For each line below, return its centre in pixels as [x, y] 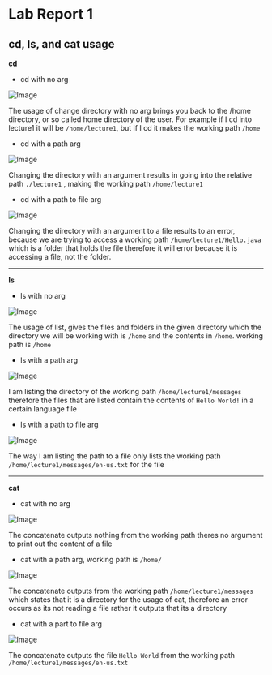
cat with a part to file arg [61, 624]
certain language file [42, 409]
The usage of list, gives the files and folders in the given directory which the [135, 327]
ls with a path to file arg [59, 424]
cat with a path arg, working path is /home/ [91, 559]
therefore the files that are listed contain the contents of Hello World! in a [131, 400]
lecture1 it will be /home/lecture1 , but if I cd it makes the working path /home [134, 128]
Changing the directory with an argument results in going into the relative [130, 175]
